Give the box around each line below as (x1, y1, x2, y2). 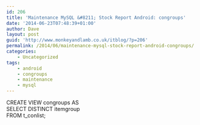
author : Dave (6, 25, 40, 32)
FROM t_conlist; (6, 112, 46, 119)
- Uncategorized (17, 54, 59, 60)
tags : (6, 59, 20, 66)
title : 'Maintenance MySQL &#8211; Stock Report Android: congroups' (6, 15, 187, 21)
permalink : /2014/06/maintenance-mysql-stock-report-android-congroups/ (6, 43, 195, 49)
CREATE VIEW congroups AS (6, 99, 79, 106)
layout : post (6, 32, 40, 38)
